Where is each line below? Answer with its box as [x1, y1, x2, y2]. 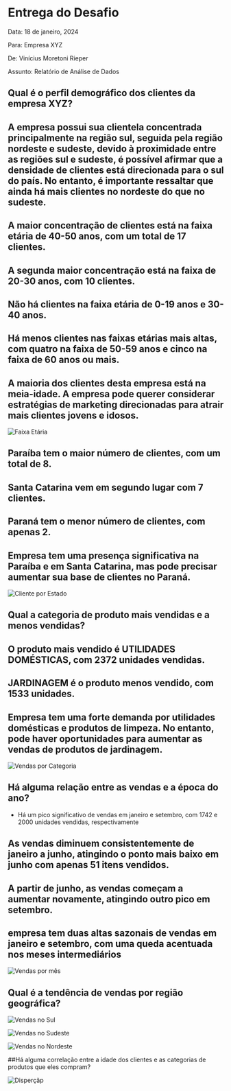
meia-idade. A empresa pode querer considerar [8, 388, 215, 399]
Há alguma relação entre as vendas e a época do [8, 782, 219, 793]
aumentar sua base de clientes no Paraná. [8, 571, 191, 583]
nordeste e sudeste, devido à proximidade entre [8, 143, 217, 154]
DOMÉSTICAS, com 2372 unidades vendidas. [8, 654, 205, 666]
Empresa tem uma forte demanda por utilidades [8, 712, 215, 723]
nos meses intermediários [8, 949, 122, 961]
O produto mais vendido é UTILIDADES [8, 643, 175, 655]
